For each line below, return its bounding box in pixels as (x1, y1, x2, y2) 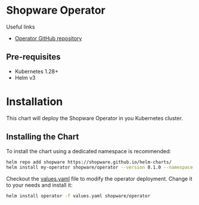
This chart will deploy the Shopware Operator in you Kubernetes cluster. (6, 114, 184, 122)
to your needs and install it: (6, 182, 73, 189)
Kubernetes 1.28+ (14, 68, 58, 75)
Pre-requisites (6, 52, 61, 62)
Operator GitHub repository (14, 34, 82, 42)
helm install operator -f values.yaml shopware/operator (6, 193, 151, 199)
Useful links (6, 23, 35, 30)
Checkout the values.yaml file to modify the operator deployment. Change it (6, 175, 192, 182)
